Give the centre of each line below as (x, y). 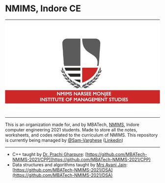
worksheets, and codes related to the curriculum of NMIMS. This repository (82, 135)
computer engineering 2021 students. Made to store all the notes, (71, 130)
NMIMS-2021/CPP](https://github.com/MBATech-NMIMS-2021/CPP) (81, 159)
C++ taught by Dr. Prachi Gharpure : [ (50, 155)
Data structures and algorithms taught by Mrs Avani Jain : (70, 165)
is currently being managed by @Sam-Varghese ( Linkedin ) (64, 140)
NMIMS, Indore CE (43, 9)
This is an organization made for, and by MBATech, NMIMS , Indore (72, 125)
